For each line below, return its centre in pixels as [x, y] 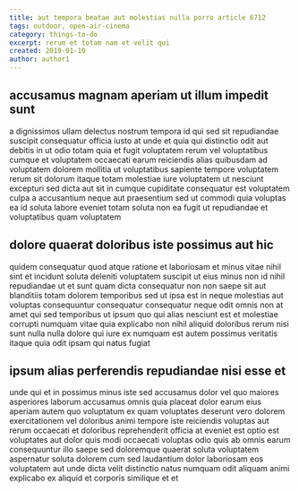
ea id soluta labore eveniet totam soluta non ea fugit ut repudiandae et [139, 207]
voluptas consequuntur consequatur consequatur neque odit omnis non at [146, 305]
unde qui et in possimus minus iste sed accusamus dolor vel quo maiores [144, 393]
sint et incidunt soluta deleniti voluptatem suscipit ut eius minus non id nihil [147, 276]
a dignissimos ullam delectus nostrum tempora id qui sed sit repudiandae [144, 131]
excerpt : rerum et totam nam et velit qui [90, 43]
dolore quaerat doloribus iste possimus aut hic [142, 245]
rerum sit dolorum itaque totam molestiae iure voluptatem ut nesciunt [137, 178]
